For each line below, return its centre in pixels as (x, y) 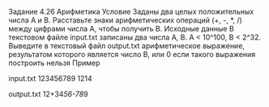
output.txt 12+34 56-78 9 (48, 94)
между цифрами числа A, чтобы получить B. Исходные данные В (122, 29)
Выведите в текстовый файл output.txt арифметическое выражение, (127, 46)
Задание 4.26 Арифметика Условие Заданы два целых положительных (131, 12)
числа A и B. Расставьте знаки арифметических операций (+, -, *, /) (126, 20)
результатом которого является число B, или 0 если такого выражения (132, 54)
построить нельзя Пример (54, 63)
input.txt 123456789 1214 (51, 78)
